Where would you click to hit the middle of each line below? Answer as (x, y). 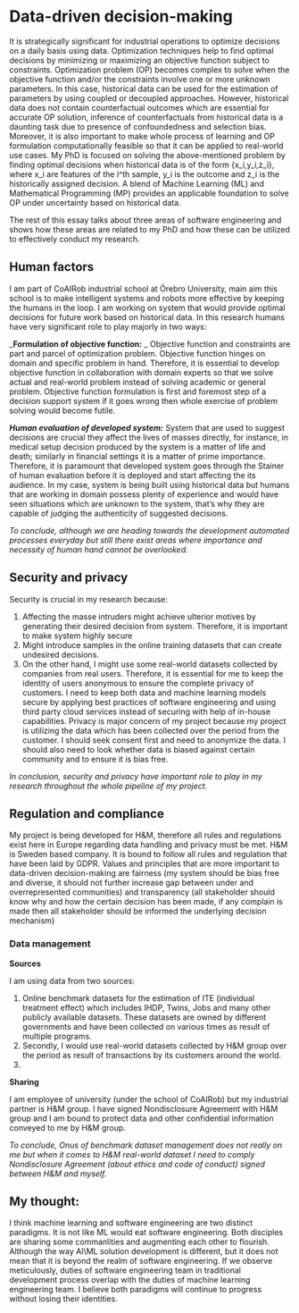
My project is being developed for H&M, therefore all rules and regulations (145, 835)
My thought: (45, 1202)
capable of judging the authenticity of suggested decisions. (119, 513)
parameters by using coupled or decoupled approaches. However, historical (149, 98)
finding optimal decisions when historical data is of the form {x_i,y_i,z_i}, (142, 164)
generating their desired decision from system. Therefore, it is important (155, 626)
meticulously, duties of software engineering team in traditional (125, 1270)
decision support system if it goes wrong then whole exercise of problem (144, 400)
